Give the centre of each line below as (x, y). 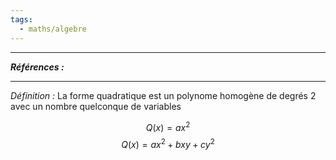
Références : (37, 67)
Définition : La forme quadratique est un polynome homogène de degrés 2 (163, 95)
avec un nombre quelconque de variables (96, 106)
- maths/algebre (53, 29)
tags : (21, 19)
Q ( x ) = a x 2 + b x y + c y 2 (168, 143)
